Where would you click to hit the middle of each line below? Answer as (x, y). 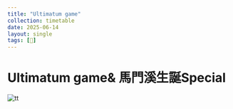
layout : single (30, 34)
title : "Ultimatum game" (44, 14)
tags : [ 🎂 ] (22, 41)
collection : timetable (41, 21)
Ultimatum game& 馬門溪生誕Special (117, 78)
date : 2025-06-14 (33, 27)
